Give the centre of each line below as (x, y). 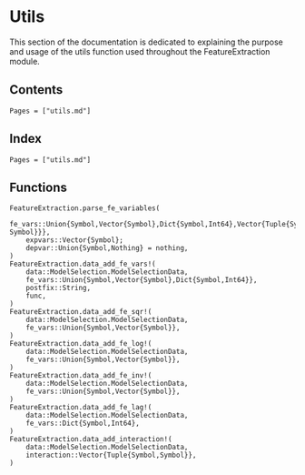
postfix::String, (59, 288)
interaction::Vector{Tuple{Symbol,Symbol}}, (111, 455)
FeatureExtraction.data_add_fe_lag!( (81, 408)
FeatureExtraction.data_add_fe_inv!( (81, 376)
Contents (36, 90)
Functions (39, 187)
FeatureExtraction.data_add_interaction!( (91, 440)
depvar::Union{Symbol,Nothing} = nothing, (107, 248)
